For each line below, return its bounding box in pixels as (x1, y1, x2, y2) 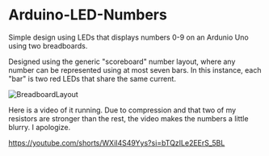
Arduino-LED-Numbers (8, 6, 167, 24)
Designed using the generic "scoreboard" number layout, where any (8, 57, 236, 66)
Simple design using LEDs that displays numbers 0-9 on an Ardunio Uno (8, 32, 249, 42)
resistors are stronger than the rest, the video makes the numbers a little (8, 113, 249, 123)
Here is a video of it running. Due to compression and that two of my (8, 105, 237, 115)
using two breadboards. (8, 40, 88, 50)
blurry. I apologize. (8, 122, 71, 132)
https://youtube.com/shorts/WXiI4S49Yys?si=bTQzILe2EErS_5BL (8, 137, 225, 147)
